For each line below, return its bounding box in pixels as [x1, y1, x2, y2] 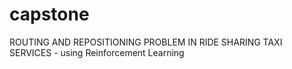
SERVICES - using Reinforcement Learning [9, 46, 185, 58]
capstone [9, 3, 90, 26]
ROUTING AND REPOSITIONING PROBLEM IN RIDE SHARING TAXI [9, 36, 283, 48]
